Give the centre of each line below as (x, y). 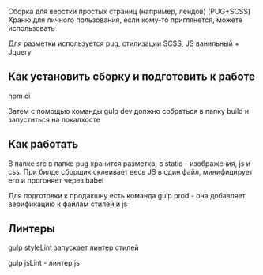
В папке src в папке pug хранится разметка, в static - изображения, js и (130, 163)
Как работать (43, 144)
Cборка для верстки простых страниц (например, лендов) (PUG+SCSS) (130, 11)
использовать (32, 28)
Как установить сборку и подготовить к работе (131, 77)
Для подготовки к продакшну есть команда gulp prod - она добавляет (127, 195)
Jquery (20, 52)
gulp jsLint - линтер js (44, 263)
